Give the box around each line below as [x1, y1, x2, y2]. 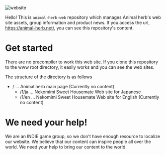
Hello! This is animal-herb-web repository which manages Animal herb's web [5, 14, 162, 20]
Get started [5, 42, 53, 54]
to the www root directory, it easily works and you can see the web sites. [5, 64, 155, 70]
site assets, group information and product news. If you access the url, [5, 20, 150, 25]
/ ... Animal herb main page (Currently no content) [12, 83, 115, 89]
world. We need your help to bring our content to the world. [5, 144, 127, 150]
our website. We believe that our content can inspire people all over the [5, 139, 151, 145]
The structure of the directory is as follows [5, 74, 92, 80]
